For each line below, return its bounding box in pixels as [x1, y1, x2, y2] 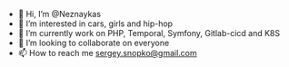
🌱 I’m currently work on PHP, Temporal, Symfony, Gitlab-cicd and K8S [17, 28, 281, 38]
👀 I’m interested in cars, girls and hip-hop [17, 18, 174, 29]
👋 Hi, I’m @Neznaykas [17, 9, 102, 19]
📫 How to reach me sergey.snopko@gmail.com [17, 48, 197, 58]
